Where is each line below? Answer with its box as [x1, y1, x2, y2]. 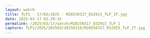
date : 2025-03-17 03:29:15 [5, 16, 62, 21]
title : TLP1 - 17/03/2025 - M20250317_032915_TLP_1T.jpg [5, 12, 127, 17]
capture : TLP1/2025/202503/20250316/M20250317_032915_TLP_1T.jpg [5, 26, 145, 31]
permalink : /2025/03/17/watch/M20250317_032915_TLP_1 [5, 21, 121, 26]
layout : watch [5, 7, 35, 12]
